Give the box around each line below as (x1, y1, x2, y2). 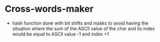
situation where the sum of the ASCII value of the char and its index (12, 25, 155, 31)
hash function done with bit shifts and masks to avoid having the (12, 20, 149, 26)
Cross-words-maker (5, 3, 94, 15)
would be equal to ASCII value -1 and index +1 (12, 31, 109, 37)
